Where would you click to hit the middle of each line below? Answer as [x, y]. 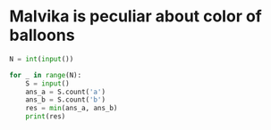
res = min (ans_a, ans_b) [72, 109]
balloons [42, 35]
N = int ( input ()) [42, 59]
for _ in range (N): [46, 75]
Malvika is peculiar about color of [135, 16]
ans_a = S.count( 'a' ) [65, 92]
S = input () [47, 83]
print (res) [46, 117]
